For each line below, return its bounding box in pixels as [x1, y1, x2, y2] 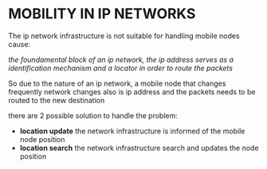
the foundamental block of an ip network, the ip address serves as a [8, 55, 234, 64]
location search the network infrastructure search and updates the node [19, 143, 259, 152]
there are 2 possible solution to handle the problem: [8, 110, 178, 120]
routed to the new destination [8, 95, 105, 105]
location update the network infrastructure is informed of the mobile [19, 126, 245, 136]
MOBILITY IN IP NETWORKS [8, 5, 196, 23]
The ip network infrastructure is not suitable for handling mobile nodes [8, 31, 241, 40]
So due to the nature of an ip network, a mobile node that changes [8, 79, 226, 88]
